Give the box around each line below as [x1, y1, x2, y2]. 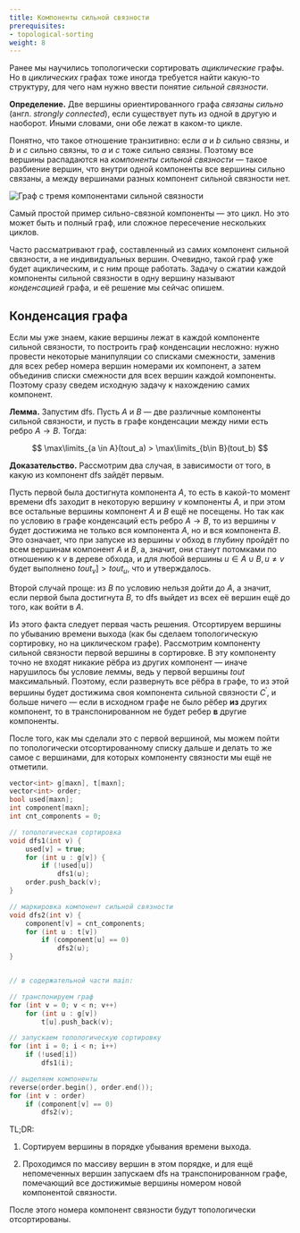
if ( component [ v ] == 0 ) [25, 1100, 114, 1109]
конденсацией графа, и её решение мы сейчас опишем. [9, 283, 225, 293]
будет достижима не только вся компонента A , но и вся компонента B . [9, 525, 281, 536]
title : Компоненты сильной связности [9, 13, 150, 22]
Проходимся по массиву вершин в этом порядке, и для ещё [21, 1159, 254, 1169]
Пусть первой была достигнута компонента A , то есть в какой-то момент [9, 487, 291, 497]
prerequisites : [9, 21, 66, 30]
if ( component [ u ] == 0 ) [41, 936, 129, 945]
